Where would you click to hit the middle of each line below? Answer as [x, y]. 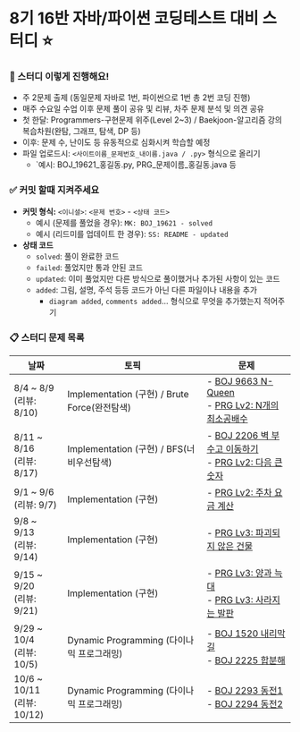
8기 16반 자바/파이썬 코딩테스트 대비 [134, 18]
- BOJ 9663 [233, 381]
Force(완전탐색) [100, 408]
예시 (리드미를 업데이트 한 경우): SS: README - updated [132, 234]
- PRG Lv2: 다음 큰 [245, 463]
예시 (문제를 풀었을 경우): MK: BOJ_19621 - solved [124, 222]
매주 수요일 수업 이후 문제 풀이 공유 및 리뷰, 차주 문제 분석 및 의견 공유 [143, 109]
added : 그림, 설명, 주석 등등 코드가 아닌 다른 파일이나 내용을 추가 [146, 289]
